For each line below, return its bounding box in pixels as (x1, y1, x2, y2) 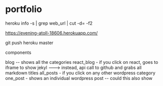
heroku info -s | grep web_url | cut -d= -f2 (5, 20, 93, 26)
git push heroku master (5, 39, 54, 46)
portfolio (5, 4, 42, 15)
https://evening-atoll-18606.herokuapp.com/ (5, 30, 98, 36)
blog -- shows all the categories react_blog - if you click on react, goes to (5, 59, 158, 65)
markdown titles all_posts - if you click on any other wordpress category (5, 69, 155, 76)
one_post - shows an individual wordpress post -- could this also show (5, 75, 153, 81)
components (5, 49, 32, 55)
